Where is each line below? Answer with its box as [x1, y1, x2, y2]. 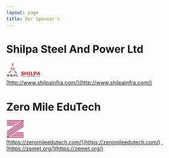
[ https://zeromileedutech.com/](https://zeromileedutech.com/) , [6, 139, 164, 146]
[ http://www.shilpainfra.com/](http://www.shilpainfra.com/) [6, 79, 152, 86]
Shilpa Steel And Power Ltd [6, 42, 144, 56]
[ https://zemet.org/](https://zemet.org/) [6, 145, 104, 152]
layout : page [6, 10, 39, 16]
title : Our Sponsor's [6, 16, 61, 22]
